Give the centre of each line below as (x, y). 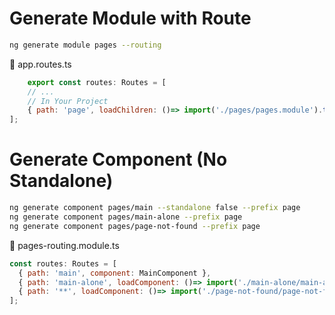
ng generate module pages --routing (85, 45)
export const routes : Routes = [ (97, 82)
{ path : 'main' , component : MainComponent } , (115, 273)
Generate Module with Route (130, 18)
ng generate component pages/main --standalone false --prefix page (155, 208)
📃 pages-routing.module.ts (64, 245)
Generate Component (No (118, 159)
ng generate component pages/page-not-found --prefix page (135, 226)
